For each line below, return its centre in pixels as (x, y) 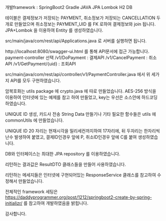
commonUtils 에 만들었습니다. (34, 120)
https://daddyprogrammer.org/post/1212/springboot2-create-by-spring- (79, 197)
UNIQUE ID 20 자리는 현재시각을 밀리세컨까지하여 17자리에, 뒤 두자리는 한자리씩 (83, 131)
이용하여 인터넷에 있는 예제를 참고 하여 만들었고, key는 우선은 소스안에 (73, 97)
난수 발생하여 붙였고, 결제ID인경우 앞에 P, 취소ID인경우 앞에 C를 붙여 (71, 137)
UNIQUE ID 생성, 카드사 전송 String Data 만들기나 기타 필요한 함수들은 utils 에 (81, 114)
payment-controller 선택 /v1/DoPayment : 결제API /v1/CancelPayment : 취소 (81, 58)
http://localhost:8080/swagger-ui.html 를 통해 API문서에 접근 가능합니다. (77, 51)
